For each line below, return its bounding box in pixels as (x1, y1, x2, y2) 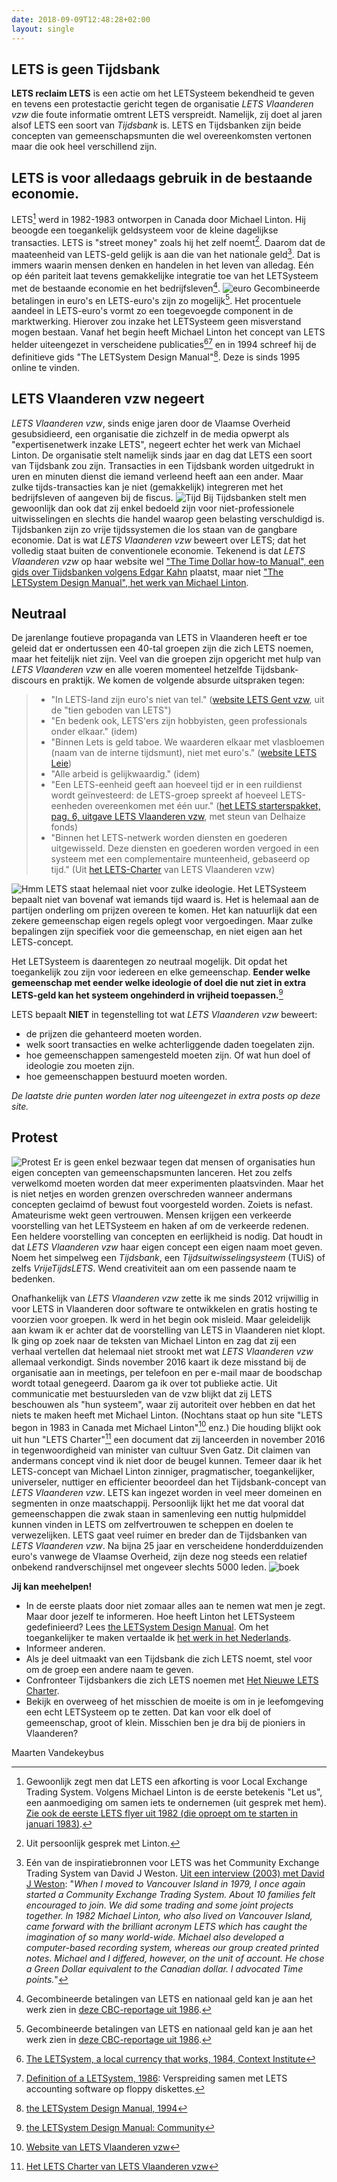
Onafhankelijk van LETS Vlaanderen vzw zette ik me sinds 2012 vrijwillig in (11, 1292, 319, 1304)
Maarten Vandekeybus (11, 1747, 104, 1759)
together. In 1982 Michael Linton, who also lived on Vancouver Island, (25, 1910, 313, 1922)
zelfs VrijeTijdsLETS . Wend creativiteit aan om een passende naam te (11, 1262, 297, 1274)
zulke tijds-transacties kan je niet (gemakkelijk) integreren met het (11, 481, 284, 493)
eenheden (50, 800, 93, 812)
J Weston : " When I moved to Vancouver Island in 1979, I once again (25, 1878, 306, 1890)
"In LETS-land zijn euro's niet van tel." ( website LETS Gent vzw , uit (50, 694, 325, 706)
